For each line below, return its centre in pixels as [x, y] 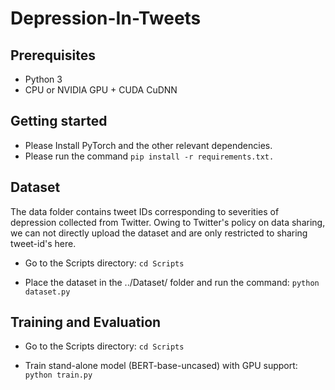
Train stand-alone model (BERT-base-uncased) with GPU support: [161, 366]
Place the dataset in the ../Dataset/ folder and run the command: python [172, 282]
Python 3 [43, 79]
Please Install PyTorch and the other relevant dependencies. [148, 145]
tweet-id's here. [43, 243]
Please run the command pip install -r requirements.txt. [149, 156]
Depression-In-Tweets [106, 18]
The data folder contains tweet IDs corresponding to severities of [145, 211]
